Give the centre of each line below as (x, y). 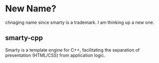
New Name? (31, 9)
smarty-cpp (24, 38)
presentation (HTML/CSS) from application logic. (55, 55)
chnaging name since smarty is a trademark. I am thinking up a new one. (80, 22)
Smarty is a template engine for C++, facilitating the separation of (73, 50)
